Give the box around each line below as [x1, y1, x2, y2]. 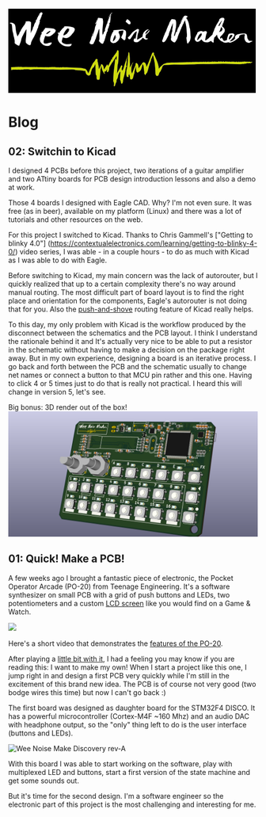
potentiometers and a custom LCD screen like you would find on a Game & [8, 598, 251, 608]
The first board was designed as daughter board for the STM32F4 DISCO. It [8, 703, 256, 712]
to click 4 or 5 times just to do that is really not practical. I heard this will [8, 379, 242, 388]
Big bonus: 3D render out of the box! [8, 403, 128, 412]
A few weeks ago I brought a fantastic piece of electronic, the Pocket [8, 573, 234, 582]
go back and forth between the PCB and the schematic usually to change [8, 362, 247, 371]
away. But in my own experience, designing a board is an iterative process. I [8, 353, 256, 363]
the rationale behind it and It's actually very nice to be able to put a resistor [8, 337, 253, 346]
